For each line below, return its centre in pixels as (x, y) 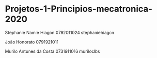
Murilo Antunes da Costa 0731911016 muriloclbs (53, 51)
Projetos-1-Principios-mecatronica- (79, 9)
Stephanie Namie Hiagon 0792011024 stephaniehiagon (60, 32)
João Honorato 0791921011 (32, 42)
